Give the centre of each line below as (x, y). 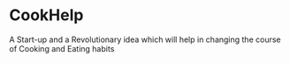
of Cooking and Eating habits (62, 48)
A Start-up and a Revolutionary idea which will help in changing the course (145, 39)
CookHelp (46, 15)
